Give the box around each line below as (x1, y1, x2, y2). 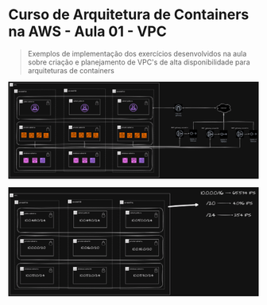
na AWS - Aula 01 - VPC (8, 22, 167, 41)
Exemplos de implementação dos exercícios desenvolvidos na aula (27, 49, 247, 58)
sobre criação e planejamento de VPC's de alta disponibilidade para (27, 57, 250, 67)
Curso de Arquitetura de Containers (8, 6, 250, 24)
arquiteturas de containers (27, 65, 115, 75)
